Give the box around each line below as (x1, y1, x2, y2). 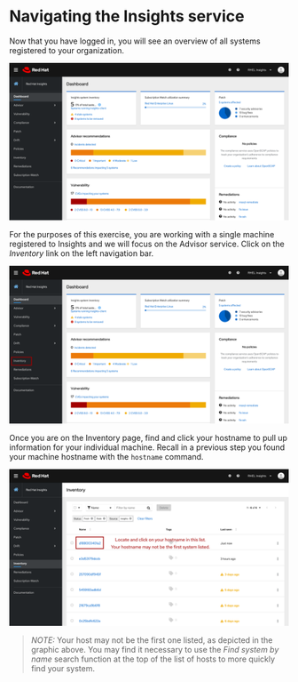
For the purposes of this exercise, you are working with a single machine (9, 229, 275, 240)
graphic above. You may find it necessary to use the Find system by (30, 645, 279, 655)
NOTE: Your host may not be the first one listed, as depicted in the (30, 635, 273, 646)
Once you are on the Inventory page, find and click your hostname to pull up (9, 432, 288, 443)
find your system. (30, 663, 96, 674)
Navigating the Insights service (9, 6, 245, 27)
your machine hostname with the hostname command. (9, 451, 204, 461)
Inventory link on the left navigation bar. (9, 248, 154, 259)
